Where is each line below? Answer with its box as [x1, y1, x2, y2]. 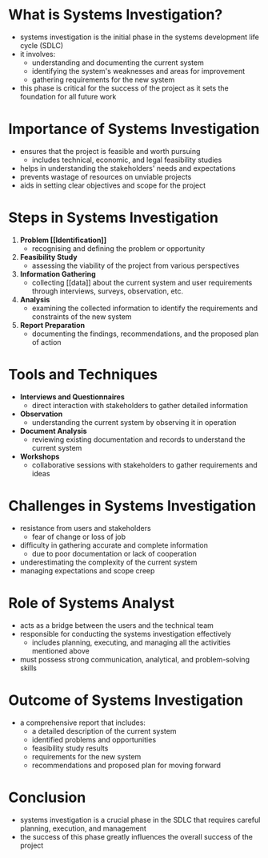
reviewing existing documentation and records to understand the [31, 435, 246, 444]
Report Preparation [19, 320, 86, 330]
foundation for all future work [19, 91, 117, 101]
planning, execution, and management [19, 824, 146, 833]
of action [31, 337, 62, 346]
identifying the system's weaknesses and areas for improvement [31, 66, 246, 75]
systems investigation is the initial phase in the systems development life [19, 32, 260, 42]
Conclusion [8, 788, 86, 807]
